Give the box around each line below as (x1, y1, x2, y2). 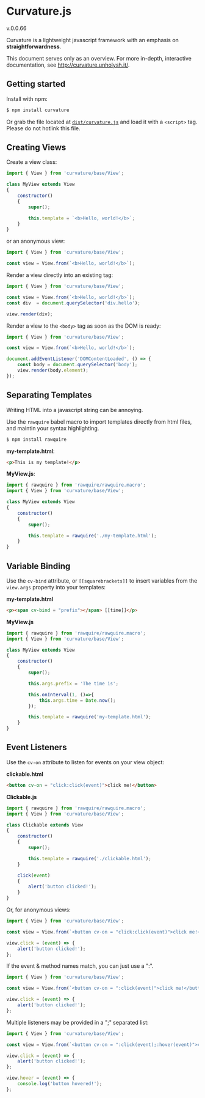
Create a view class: (6, 158, 57, 166)
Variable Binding (6, 561, 71, 571)
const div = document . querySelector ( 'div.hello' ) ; (6, 300, 140, 306)
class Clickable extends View (6, 822, 84, 828)
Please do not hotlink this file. (6, 124, 81, 132)
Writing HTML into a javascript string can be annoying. (6, 406, 143, 413)
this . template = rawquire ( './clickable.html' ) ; (28, 855, 151, 861)
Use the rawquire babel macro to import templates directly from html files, (6, 418, 192, 426)
